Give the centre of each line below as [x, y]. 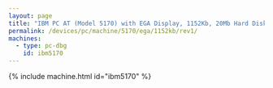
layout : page [30, 16]
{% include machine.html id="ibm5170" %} [80, 76]
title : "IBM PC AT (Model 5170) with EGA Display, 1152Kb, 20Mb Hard [129, 23]
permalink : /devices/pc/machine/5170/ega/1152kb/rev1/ [103, 31]
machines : [25, 38]
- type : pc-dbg [41, 46]
